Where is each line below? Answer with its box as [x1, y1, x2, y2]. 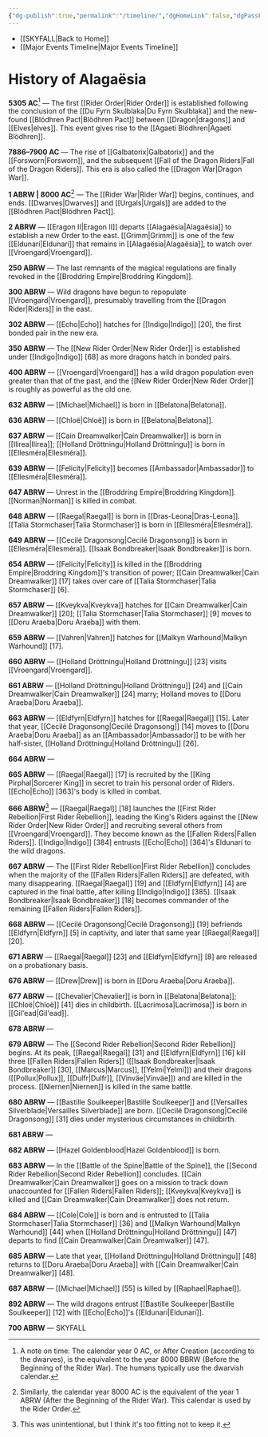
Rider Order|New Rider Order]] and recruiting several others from [8, 820, 223, 830]
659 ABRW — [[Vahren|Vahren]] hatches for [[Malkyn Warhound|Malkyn [8, 632, 247, 642]
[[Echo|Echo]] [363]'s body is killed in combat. [8, 786, 162, 796]
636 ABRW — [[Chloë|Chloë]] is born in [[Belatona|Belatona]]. [8, 415, 214, 424]
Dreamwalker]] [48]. [8, 1268, 76, 1277]
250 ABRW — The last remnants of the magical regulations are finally [8, 263, 237, 273]
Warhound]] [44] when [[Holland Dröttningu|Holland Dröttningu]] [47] [8, 1227, 238, 1236]
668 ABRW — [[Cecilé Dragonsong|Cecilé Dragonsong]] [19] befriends [8, 919, 243, 929]
